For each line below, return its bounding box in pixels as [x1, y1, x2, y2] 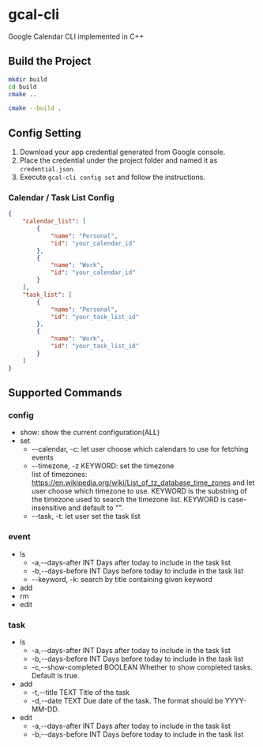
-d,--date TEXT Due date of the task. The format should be [31, 696, 224, 705]
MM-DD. [31, 704, 59, 714]
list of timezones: [31, 470, 88, 479]
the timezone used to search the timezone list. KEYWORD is [31, 495, 227, 505]
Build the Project [8, 54, 92, 68]
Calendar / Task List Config [8, 192, 115, 203]
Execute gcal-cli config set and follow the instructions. [19, 172, 205, 182]
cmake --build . [8, 104, 62, 112]
